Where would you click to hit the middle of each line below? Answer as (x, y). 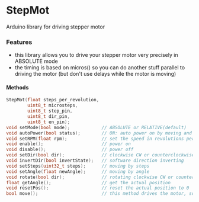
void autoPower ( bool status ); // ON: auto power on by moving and (99, 133)
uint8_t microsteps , (53, 105)
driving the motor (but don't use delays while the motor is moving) (95, 74)
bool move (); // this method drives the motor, (96, 194)
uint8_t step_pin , (50, 111)
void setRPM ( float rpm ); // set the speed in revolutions (95, 139)
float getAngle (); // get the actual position (88, 182)
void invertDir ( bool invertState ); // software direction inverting (95, 161)
